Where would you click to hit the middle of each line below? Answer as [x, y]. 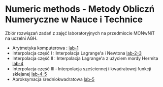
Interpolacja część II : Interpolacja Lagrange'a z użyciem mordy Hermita [85, 58]
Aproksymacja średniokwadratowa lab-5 [53, 79]
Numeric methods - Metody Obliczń [80, 9]
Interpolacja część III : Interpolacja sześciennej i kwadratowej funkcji [82, 69]
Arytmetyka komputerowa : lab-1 [45, 48]
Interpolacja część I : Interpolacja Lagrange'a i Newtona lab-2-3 [77, 53]
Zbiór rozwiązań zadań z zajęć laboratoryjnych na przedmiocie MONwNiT [80, 33]
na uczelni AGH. [21, 38]
